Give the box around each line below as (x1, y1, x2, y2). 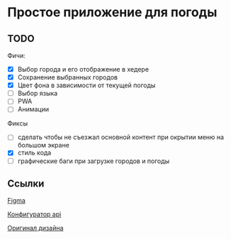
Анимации (17, 105, 50, 113)
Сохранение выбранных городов (17, 73, 118, 82)
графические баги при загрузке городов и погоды (17, 157, 170, 165)
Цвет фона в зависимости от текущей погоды (17, 81, 156, 89)
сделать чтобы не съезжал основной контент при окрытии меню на (17, 133, 225, 142)
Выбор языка (17, 89, 58, 98)
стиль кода (17, 148, 52, 157)
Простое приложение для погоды (7, 4, 218, 21)
